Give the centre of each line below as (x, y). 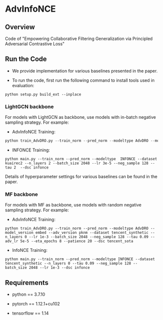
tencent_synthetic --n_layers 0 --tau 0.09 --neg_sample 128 (68, 264)
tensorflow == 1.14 (30, 313)
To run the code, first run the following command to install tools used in (83, 80)
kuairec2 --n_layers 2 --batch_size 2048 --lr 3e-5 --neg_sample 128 (77, 163)
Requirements (27, 283)
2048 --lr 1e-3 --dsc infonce (59, 268)
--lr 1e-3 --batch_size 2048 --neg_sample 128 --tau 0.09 (89, 237)
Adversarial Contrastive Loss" (35, 44)
